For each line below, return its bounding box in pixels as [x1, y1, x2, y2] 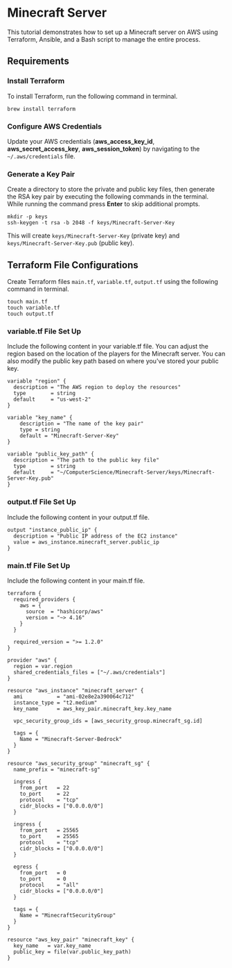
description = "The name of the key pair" [19, 420, 144, 428]
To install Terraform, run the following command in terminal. [7, 92, 178, 100]
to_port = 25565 [19, 833, 79, 840]
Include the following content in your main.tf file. [7, 576, 145, 585]
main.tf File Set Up [7, 560, 71, 570]
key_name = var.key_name [13, 942, 91, 949]
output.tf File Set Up [7, 497, 76, 507]
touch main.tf [7, 299, 48, 306]
